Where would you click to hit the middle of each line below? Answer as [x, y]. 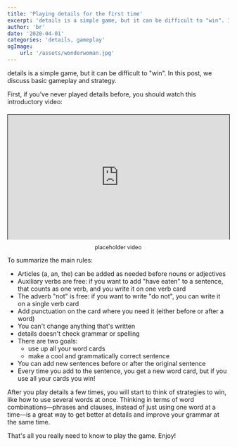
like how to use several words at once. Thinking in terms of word [101, 400]
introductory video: [35, 101]
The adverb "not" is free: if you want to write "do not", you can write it [119, 296]
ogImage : [20, 46]
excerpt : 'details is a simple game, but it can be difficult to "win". [116, 20]
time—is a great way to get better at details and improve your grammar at [113, 415]
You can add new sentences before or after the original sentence [111, 364]
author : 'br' [26, 27]
